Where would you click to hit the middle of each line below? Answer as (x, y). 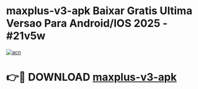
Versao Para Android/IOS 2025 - (87, 23)
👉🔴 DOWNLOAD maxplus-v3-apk (92, 77)
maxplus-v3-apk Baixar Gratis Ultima (99, 11)
